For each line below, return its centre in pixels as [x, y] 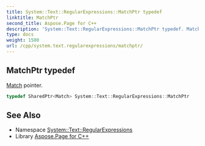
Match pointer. [24, 85]
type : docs [20, 35]
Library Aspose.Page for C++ [52, 136]
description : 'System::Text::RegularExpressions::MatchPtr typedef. [95, 29]
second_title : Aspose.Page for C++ [52, 23]
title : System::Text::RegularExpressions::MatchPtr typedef [85, 12]
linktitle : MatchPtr [33, 18]
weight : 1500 [23, 40]
